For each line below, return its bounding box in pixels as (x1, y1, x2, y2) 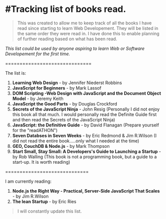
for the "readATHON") (12, 127, 58, 133)
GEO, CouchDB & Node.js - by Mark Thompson (12, 143, 110, 149)
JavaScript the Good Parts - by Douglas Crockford (12, 101, 118, 107)
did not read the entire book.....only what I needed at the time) (12, 138, 140, 144)
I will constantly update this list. (17, 208, 82, 214)
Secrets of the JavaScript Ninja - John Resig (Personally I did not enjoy (12, 106, 160, 112)
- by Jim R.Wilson (12, 193, 49, 199)
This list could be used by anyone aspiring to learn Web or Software (5, 45, 145, 51)
